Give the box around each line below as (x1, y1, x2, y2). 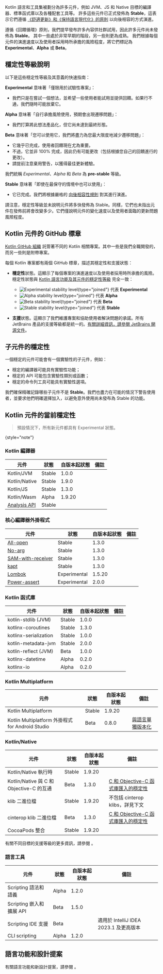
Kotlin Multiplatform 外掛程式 (7, 717, 73, 724)
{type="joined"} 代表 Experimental (77, 286, 148, 292)
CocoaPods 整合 (7, 827, 45, 834)
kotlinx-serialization (7, 632, 53, 639)
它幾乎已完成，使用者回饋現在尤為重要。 (12, 142, 93, 148)
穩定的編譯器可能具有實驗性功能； (12, 367, 81, 373)
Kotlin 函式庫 (5, 594, 35, 601)
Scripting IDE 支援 (7, 921, 49, 927)
